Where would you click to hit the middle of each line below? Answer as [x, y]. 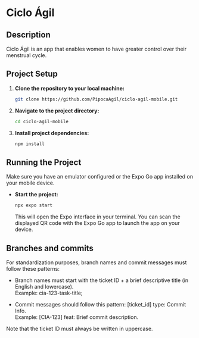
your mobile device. [30, 183]
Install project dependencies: [52, 133]
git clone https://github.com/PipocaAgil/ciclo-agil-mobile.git [96, 99]
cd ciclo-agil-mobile [41, 121]
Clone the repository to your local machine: [70, 88]
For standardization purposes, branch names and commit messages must [97, 262]
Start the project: [36, 195]
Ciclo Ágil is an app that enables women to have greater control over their [97, 49]
